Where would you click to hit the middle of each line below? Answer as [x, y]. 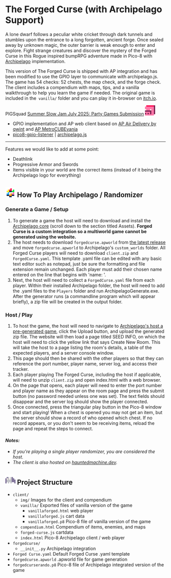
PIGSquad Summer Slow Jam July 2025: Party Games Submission [75, 113]
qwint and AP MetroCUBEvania [45, 129]
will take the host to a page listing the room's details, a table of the [82, 348]
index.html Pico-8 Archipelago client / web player [73, 537]
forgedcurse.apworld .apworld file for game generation [70, 559]
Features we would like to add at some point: [52, 149]
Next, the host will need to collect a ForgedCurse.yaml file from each [84, 280]
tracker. [21, 369]
